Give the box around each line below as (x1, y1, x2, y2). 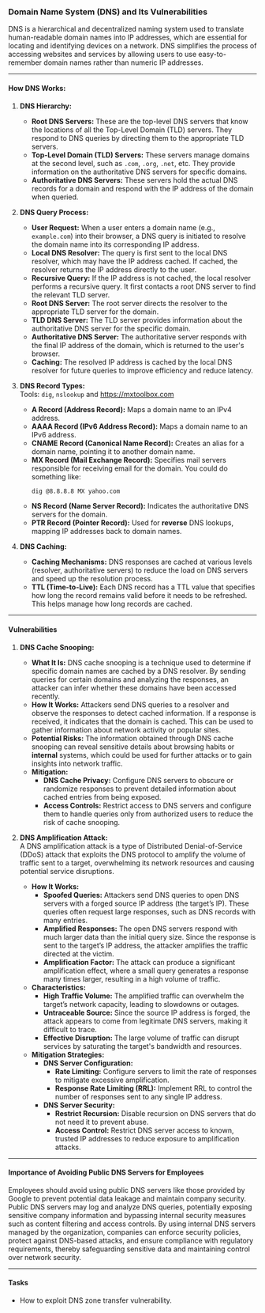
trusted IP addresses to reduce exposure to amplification (54, 1133, 240, 1143)
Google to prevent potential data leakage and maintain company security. (8, 1194, 247, 1203)
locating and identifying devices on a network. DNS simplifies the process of (8, 41, 257, 51)
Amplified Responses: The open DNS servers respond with (43, 924, 238, 933)
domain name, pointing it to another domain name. (31, 446, 196, 456)
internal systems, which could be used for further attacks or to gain (31, 750, 252, 759)
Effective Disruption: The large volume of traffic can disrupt (43, 1033, 240, 1042)
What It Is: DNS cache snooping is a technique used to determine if (31, 657, 252, 667)
